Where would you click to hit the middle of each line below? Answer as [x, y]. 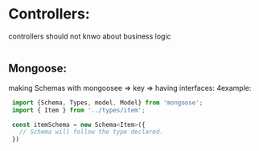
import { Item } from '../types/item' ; [79, 110]
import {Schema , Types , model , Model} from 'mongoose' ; [107, 102]
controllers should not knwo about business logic [90, 36]
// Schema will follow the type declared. [91, 132]
